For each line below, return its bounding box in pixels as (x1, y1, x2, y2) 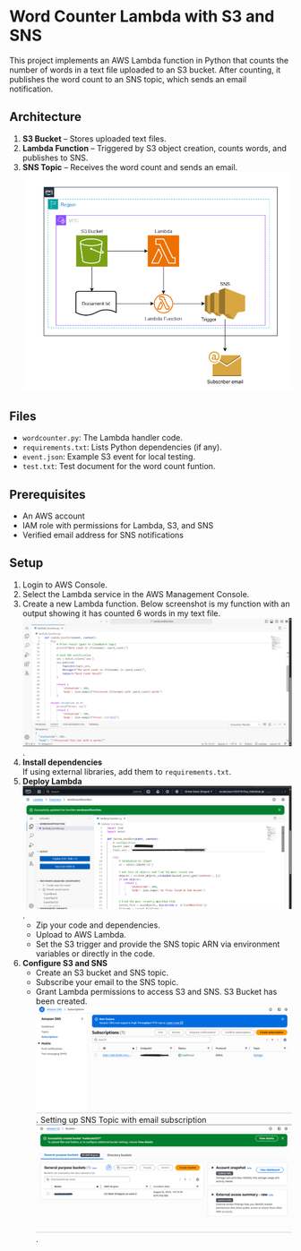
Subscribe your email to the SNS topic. (35, 976, 179, 987)
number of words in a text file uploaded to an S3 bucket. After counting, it (9, 64, 281, 75)
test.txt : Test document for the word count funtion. (21, 461, 216, 472)
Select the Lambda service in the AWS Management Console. (21, 588, 250, 599)
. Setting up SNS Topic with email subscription (35, 1114, 207, 1125)
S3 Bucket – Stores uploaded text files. (21, 133, 168, 144)
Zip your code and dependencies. (35, 920, 161, 930)
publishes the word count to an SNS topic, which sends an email (9, 73, 247, 84)
